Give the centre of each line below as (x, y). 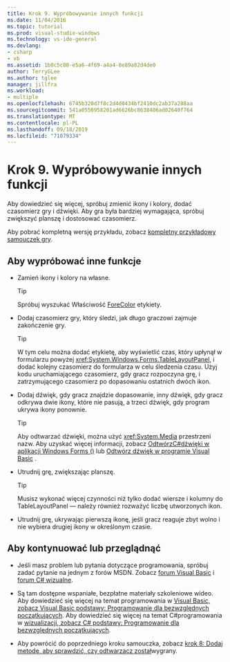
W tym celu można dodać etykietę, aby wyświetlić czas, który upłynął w (119, 352)
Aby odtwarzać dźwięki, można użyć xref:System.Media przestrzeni (114, 436)
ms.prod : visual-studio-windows (54, 33)
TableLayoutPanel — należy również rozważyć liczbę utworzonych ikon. (119, 506)
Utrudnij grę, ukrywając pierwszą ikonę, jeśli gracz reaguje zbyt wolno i (118, 519)
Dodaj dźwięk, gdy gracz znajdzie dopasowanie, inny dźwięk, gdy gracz (120, 395)
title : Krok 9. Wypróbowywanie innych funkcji (75, 13)
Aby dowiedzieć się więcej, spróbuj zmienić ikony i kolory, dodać (99, 204)
